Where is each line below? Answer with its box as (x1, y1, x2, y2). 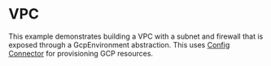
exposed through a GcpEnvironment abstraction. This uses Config (8, 39, 230, 49)
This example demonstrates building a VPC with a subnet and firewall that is (8, 31, 264, 41)
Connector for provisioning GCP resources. (8, 48, 153, 58)
